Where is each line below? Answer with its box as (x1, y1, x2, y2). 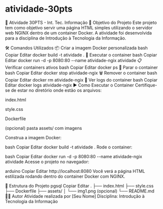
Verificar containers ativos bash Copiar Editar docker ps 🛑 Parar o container (5, 64, 158, 70)
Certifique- (135, 82, 158, 88)
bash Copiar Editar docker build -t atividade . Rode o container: (5, 144, 133, 150)
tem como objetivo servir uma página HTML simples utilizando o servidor (5, 24, 153, 30)
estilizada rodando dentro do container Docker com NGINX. (5, 173, 126, 179)
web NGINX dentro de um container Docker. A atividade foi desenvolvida (5, 30, 152, 36)
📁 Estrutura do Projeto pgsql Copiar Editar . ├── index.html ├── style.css (5, 183, 154, 188)
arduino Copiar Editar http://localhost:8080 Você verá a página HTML (5, 168, 145, 174)
